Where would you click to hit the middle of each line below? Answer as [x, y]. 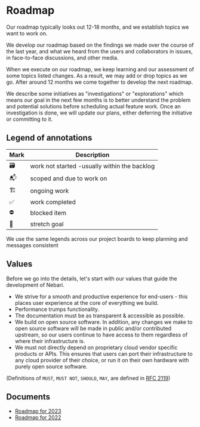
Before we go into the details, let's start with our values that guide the [92, 278]
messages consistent [32, 245]
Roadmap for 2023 [38, 411]
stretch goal [47, 224]
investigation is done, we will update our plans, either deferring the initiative [99, 113]
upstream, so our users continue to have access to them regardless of [101, 334]
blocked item [48, 213]
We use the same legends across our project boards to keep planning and [97, 239]
